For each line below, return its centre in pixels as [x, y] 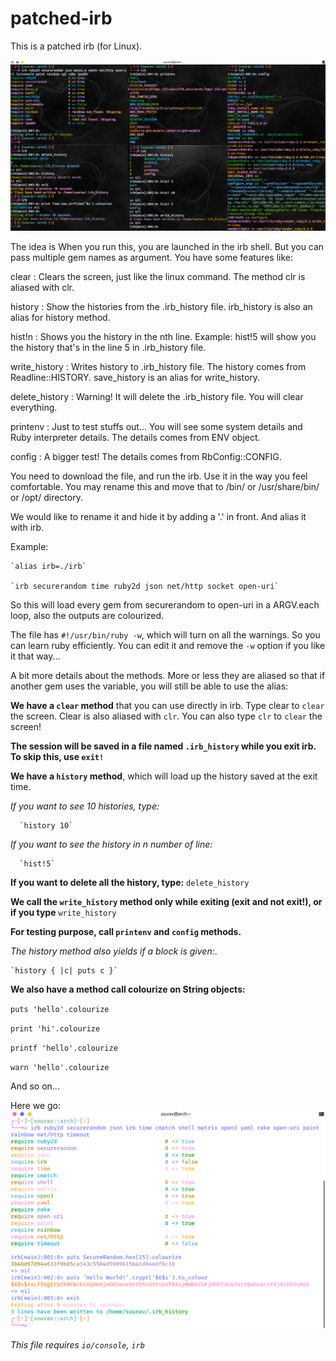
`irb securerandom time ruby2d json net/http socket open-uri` [145, 586]
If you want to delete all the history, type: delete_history [130, 882]
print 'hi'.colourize [55, 1028]
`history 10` [46, 825]
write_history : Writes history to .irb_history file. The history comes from [158, 366]
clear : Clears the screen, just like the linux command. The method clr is [158, 276]
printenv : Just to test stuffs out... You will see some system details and [156, 426]
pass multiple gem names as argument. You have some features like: [151, 257]
